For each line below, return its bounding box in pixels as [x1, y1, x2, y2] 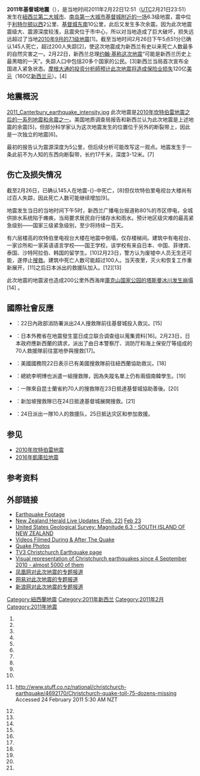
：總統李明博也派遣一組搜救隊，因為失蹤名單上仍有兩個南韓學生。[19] [15, 372, 186, 379]
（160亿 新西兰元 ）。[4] [12, 72, 67, 80]
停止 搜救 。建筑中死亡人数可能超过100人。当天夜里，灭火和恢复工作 [22, 256, 188, 264]
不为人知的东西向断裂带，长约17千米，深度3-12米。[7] [22, 151, 155, 158]
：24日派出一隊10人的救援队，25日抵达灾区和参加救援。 [15, 410, 154, 417]
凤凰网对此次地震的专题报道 [15, 568, 84, 575]
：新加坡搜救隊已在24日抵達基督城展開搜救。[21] [15, 398, 135, 405]
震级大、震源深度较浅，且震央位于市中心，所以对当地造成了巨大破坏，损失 [7, 28, 189, 35]
